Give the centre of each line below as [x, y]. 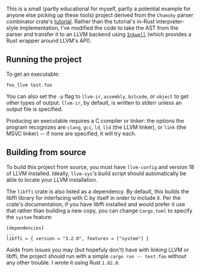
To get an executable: [33, 74]
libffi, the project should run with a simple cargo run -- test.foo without [96, 256]
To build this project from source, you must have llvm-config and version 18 [100, 167]
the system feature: [29, 217]
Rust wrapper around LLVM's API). [49, 41]
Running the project [44, 60]
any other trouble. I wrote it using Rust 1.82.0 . [63, 262]
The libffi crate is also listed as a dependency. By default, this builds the [98, 191]
